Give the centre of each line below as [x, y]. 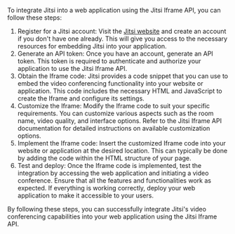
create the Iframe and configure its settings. [81, 98]
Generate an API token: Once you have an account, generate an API [115, 53]
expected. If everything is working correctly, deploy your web [106, 188]
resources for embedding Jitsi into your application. [92, 46]
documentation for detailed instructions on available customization [114, 128]
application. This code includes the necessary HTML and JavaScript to [120, 91]
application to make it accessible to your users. [86, 195]
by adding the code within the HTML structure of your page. [104, 158]
